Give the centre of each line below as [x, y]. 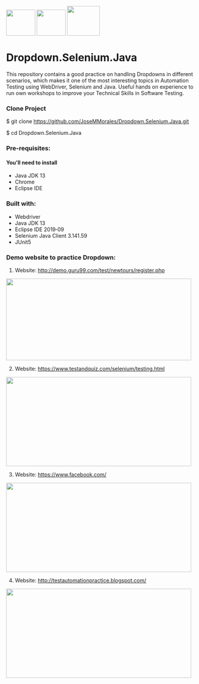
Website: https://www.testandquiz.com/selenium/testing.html [90, 368]
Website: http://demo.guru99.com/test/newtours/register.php [90, 270]
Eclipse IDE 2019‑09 [39, 229]
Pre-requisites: [28, 149]
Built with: [21, 204]
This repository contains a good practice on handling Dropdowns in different [99, 74]
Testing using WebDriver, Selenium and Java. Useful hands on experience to [100, 87]
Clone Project [26, 108]
